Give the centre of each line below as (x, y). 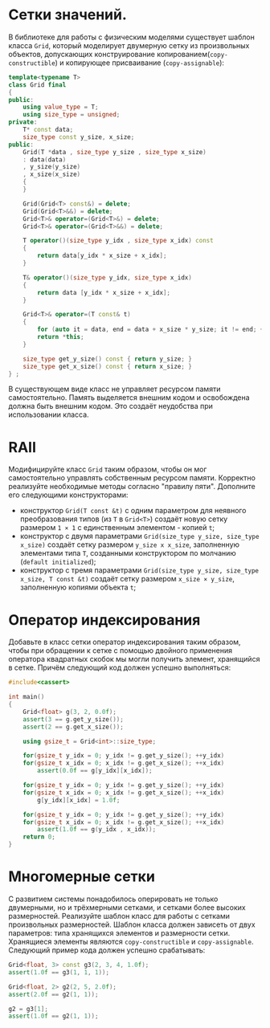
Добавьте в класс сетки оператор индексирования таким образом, (125, 642)
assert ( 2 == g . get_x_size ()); (74, 727)
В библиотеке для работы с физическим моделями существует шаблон (131, 37)
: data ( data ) (45, 159)
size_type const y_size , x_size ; (79, 137)
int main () (27, 697)
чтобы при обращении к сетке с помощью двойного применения (121, 651)
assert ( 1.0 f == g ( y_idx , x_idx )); (97, 830)
